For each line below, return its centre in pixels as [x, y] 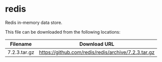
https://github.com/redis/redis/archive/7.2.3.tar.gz [97, 52]
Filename [21, 44]
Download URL [97, 44]
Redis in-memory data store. [34, 22]
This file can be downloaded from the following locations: [63, 32]
